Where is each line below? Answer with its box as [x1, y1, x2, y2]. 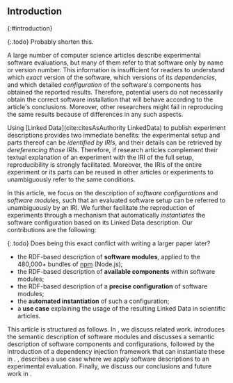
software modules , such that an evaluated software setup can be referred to [7, 196, 226, 204]
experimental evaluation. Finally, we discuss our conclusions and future [7, 361, 212, 370]
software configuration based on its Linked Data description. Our [7, 218, 193, 227]
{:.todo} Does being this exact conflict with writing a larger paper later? [7, 239, 211, 247]
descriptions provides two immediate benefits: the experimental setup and [7, 131, 220, 139]
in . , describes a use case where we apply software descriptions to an [7, 355, 210, 363]
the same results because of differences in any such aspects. [7, 110, 184, 118]
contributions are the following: [7, 225, 97, 234]
